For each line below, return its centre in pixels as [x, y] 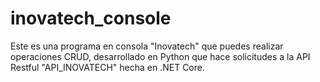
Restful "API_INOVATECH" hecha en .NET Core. [107, 67]
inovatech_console [91, 18]
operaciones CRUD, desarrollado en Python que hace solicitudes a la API [160, 56]
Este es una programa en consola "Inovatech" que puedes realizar [147, 46]
